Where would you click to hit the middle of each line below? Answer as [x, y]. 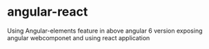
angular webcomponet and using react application [79, 37]
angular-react [48, 12]
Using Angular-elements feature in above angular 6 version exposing [105, 31]
